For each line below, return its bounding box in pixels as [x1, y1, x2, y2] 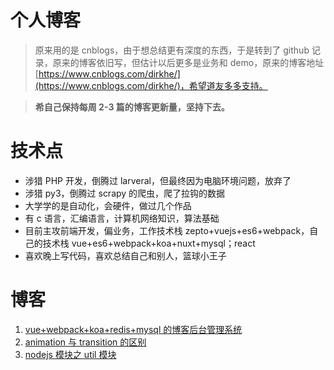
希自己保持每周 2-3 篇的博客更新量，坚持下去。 [34, 101, 230, 113]
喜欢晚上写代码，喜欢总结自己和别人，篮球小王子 [24, 249, 227, 261]
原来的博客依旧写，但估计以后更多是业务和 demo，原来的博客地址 [52, 56, 325, 68]
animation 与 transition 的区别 [24, 336, 147, 348]
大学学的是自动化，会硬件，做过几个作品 [24, 199, 192, 211]
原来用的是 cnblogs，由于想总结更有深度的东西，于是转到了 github [34, 44, 310, 56]
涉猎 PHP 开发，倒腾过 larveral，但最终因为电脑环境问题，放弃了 [24, 174, 292, 186]
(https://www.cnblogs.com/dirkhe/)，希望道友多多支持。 [34, 79, 268, 91]
